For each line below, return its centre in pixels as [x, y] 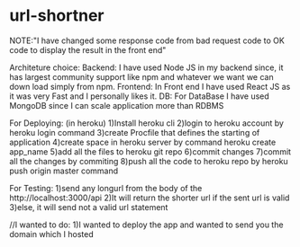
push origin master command [64, 171]
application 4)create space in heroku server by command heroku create [143, 142]
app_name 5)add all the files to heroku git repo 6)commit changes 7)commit [150, 151]
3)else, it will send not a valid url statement [89, 207]
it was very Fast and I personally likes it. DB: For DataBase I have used [140, 96]
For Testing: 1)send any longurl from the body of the [106, 188]
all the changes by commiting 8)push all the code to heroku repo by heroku [149, 161]
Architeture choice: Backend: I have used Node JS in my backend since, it [146, 67]
